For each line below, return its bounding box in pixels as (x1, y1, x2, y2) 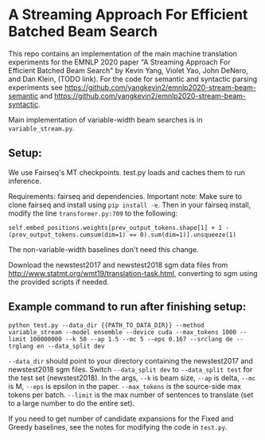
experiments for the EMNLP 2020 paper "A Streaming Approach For (8, 57, 231, 67)
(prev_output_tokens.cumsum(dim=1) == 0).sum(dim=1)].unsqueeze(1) (8, 231, 237, 239)
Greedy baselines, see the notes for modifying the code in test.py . (8, 422, 228, 431)
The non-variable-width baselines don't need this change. (8, 244, 199, 254)
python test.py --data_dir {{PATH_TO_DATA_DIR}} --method (8, 321, 205, 329)
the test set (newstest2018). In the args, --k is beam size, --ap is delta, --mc (8, 372, 256, 383)
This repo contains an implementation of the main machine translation (8, 49, 237, 58)
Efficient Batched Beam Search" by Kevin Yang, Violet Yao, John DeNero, (8, 65, 248, 75)
